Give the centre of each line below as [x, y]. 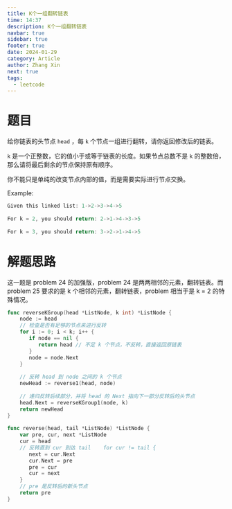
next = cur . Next [52, 454]
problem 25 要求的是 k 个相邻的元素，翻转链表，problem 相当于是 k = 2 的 [113, 291]
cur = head [35, 441]
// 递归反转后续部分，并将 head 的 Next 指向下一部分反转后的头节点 [107, 396]
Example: [20, 193]
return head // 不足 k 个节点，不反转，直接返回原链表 [110, 345]
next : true [23, 71]
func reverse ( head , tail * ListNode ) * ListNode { [79, 429]
